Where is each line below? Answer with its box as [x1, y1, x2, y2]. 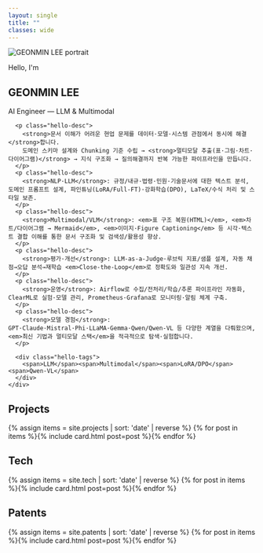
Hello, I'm [8, 63, 39, 72]
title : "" [8, 19, 41, 27]
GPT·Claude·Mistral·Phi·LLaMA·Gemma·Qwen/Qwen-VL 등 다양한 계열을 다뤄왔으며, [8, 324, 256, 333]
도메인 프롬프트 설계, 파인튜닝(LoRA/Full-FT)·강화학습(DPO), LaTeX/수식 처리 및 [8, 186, 247, 194]
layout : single [8, 11, 58, 20]
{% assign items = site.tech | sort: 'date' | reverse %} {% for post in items [8, 475, 246, 485]
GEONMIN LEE [8, 86, 80, 99]
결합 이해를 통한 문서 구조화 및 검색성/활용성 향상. [16, 233, 163, 241]
